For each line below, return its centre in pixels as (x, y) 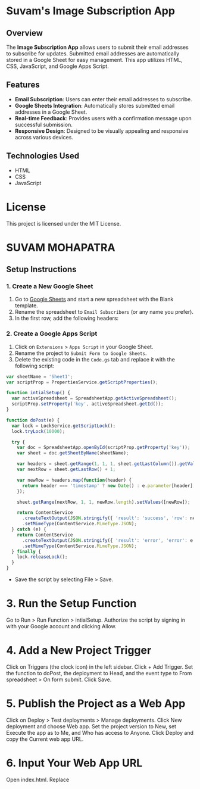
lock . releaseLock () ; (42, 557)
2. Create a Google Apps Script (52, 333)
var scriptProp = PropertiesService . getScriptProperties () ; (82, 382)
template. (26, 305)
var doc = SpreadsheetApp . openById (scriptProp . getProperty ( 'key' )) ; (104, 448)
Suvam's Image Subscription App (91, 11)
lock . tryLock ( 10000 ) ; (38, 431)
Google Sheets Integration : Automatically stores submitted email (95, 105)
